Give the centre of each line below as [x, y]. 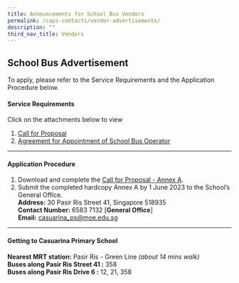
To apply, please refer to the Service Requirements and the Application [111, 80]
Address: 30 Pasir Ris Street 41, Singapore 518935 [92, 202]
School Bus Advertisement [68, 62]
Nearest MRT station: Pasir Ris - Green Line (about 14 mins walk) [104, 257]
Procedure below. [33, 88]
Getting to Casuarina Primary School [63, 241]
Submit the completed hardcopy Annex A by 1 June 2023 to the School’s [124, 187]
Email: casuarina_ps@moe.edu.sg [68, 217]
